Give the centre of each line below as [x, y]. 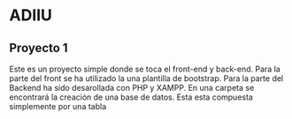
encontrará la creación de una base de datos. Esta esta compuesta [131, 97]
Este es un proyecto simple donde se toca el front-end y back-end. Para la [145, 69]
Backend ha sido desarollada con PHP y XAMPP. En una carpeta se [132, 88]
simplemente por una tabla [58, 106]
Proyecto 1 [38, 48]
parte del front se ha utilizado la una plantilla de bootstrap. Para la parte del [146, 78]
